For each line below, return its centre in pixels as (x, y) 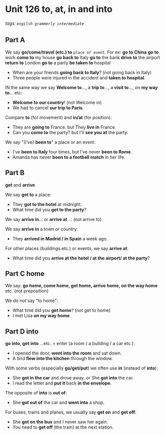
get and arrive (20, 185)
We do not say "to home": (32, 300)
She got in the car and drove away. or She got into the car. (73, 378)
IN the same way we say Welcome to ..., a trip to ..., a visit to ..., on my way (81, 87)
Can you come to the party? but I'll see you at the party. (70, 132)
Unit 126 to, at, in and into (59, 9)
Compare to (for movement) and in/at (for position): (58, 117)
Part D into (22, 331)
